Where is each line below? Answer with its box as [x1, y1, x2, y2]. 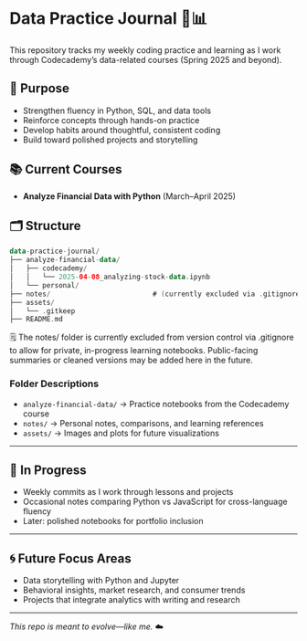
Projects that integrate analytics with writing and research [22, 594, 240, 605]
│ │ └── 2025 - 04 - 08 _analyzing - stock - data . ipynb [9, 272, 210, 281]
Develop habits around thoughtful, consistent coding [22, 124, 221, 135]
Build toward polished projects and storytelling [22, 134, 198, 145]
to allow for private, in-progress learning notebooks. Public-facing [9, 345, 259, 356]
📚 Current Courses [9, 162, 122, 177]
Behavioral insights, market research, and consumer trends [22, 584, 246, 595]
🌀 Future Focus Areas [9, 551, 132, 566]
